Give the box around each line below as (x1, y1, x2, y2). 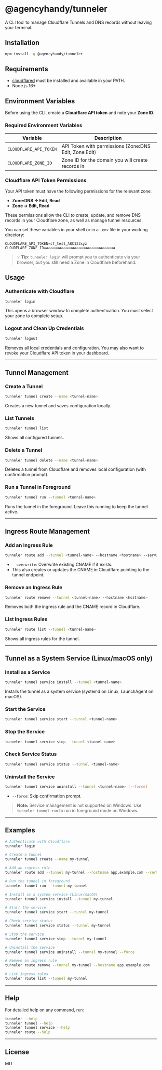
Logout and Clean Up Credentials (5, 325, 84, 332)
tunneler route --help (5, 1030, 51, 1035)
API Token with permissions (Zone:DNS (61, 143, 151, 149)
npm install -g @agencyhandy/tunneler (5, 51, 83, 56)
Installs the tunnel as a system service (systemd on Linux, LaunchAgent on (5, 688, 154, 694)
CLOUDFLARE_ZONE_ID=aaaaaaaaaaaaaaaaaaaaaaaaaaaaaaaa (5, 245, 116, 250)
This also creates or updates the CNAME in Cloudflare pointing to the (12, 567, 149, 573)
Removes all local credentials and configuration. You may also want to (5, 345, 144, 351)
